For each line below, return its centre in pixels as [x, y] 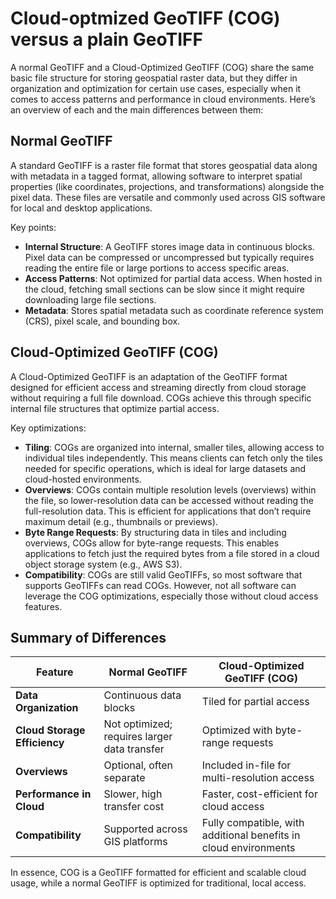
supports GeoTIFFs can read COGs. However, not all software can [160, 585]
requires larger [138, 737]
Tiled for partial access [255, 702]
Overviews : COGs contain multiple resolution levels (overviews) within [170, 489]
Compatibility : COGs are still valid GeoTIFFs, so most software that [163, 574]
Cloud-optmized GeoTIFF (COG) [145, 18]
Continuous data [142, 695]
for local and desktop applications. [81, 208]
